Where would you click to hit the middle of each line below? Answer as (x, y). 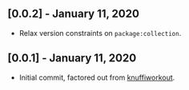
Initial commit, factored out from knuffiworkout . (97, 77)
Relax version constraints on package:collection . (100, 33)
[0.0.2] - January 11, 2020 (73, 14)
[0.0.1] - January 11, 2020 (72, 59)
